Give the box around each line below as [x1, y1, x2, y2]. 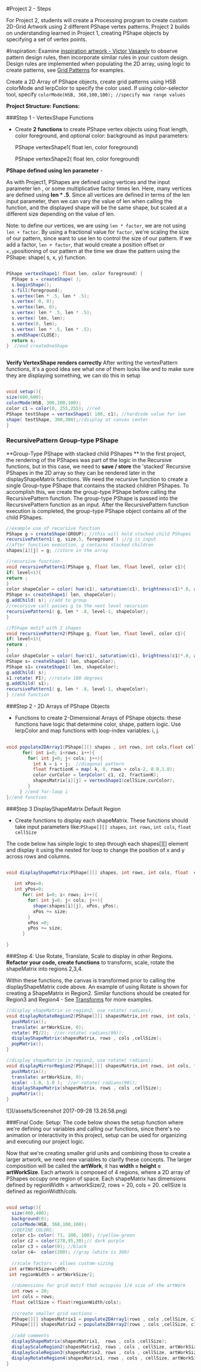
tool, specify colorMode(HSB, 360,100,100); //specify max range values [6, 91, 185, 98]
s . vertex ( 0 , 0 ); [11, 298, 55, 304]
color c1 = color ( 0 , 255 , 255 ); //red [6, 405, 100, 411]
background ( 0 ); [11, 1216, 50, 1222]
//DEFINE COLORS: [11, 1227, 55, 1233]
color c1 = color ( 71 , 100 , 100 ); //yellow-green [11, 1232, 135, 1238]
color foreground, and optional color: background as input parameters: [14, 132, 190, 139]
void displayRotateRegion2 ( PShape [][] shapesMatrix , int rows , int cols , [6, 1013, 191, 1019]
